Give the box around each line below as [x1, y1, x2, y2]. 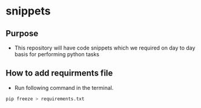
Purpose [5, 28, 39, 39]
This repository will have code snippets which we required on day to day [14, 44, 196, 51]
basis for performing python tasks [14, 51, 99, 58]
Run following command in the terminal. [14, 84, 114, 91]
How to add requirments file [5, 68, 113, 78]
